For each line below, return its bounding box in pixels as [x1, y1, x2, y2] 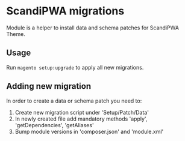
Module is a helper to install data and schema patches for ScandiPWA [6, 24, 180, 31]
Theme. [6, 30, 25, 37]
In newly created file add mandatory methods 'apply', [14, 115, 148, 122]
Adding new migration [6, 81, 92, 91]
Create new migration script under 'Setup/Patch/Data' [14, 109, 149, 116]
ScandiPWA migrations [6, 4, 125, 18]
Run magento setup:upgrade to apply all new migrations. [6, 64, 144, 71]
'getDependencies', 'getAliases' [14, 121, 95, 128]
